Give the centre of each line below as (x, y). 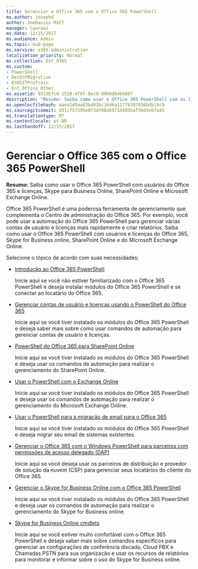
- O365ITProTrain (27, 83)
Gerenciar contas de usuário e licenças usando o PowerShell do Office (100, 304)
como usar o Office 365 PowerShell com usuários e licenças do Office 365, (98, 233)
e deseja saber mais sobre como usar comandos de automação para (98, 328)
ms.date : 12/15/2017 (32, 34)
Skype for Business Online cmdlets (57, 523)
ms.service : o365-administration (47, 50)
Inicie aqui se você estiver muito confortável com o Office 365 (90, 534)
